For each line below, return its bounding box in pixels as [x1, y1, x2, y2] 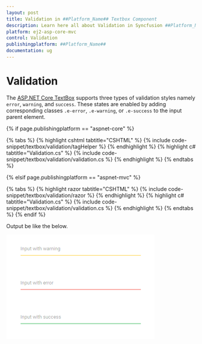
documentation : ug [6, 48, 52, 54]
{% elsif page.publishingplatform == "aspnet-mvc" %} [6, 174, 141, 181]
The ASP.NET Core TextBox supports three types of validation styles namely [6, 94, 195, 101]
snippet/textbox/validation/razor [6, 192, 86, 199]
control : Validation [6, 35, 58, 41]
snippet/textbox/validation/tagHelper [6, 143, 97, 150]
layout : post [6, 10, 39, 16]
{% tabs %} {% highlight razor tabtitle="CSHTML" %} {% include [6, 185, 167, 192]
